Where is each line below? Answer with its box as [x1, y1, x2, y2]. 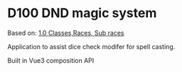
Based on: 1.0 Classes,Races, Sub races [7, 29, 124, 37]
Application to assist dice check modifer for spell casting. [7, 42, 176, 51]
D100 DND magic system [7, 5, 157, 21]
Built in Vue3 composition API [7, 56, 95, 65]
